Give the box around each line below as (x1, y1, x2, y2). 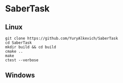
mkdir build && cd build (5, 45, 56, 50)
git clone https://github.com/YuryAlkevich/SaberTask (5, 36, 119, 41)
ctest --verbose (5, 58, 39, 63)
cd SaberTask (5, 40, 32, 45)
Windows (5, 71, 35, 80)
